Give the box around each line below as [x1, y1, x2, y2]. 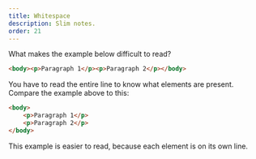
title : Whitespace [8, 11, 70, 20]
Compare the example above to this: [8, 88, 130, 98]
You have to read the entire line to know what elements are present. [8, 79, 234, 89]
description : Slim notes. [8, 19, 96, 28]
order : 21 [8, 27, 42, 35]
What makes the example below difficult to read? [8, 49, 172, 59]
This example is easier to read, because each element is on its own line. [8, 141, 249, 151]
